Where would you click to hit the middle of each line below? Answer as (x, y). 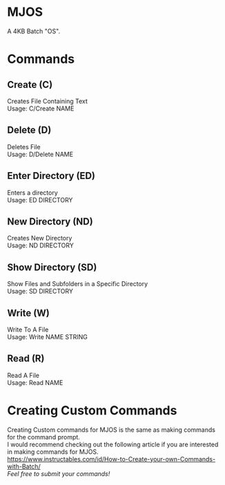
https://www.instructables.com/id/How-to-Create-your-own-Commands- (111, 459)
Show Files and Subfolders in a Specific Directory (78, 284)
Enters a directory (33, 192)
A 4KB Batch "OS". (34, 31)
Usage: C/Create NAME (41, 108)
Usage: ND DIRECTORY (40, 245)
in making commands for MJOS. (53, 451)
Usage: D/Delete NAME (40, 154)
